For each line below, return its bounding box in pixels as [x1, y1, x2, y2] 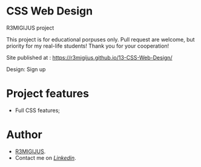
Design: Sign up [6, 65, 46, 73]
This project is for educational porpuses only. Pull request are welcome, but [6, 36, 195, 43]
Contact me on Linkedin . [15, 154, 77, 161]
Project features [6, 87, 90, 101]
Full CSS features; [15, 107, 61, 114]
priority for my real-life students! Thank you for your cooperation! [6, 42, 170, 49]
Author [6, 128, 42, 142]
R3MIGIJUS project [6, 24, 54, 31]
